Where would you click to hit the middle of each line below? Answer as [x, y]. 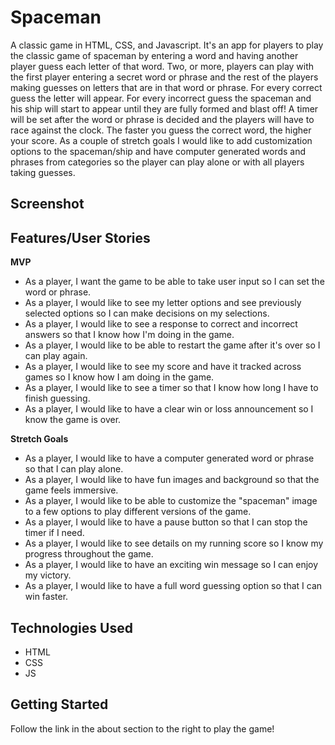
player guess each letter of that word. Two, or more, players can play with [162, 66]
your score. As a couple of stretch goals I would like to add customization [161, 140]
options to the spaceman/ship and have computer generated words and [158, 151]
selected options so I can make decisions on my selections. [147, 313]
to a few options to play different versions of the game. [138, 512]
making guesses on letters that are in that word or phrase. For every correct [166, 87]
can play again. [56, 356]
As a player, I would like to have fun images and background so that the [172, 480]
